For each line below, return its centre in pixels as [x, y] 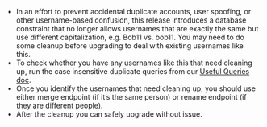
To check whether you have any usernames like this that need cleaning [134, 63]
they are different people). [59, 105]
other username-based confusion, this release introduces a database [131, 20]
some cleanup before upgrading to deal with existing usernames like [129, 46]
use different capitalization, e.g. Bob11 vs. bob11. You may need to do [130, 37]
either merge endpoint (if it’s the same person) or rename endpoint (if [131, 97]
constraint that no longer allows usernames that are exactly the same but [137, 29]
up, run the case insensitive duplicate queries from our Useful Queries [133, 71]
